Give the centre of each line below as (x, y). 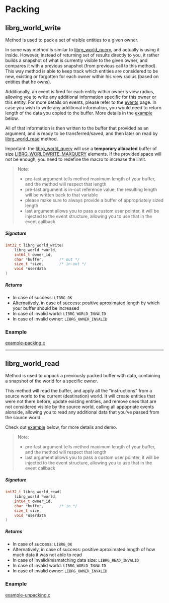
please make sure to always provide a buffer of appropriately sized (94, 200)
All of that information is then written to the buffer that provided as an (77, 128)
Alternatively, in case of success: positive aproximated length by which (86, 303)
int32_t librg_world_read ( (33, 492)
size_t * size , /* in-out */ (50, 264)
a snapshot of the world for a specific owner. (52, 381)
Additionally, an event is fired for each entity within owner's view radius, (80, 91)
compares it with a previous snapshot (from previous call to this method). (81, 66)
